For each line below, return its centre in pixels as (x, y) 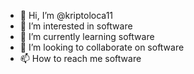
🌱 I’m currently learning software (87, 36)
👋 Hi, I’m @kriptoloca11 (66, 15)
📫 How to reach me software (80, 58)
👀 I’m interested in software (76, 26)
